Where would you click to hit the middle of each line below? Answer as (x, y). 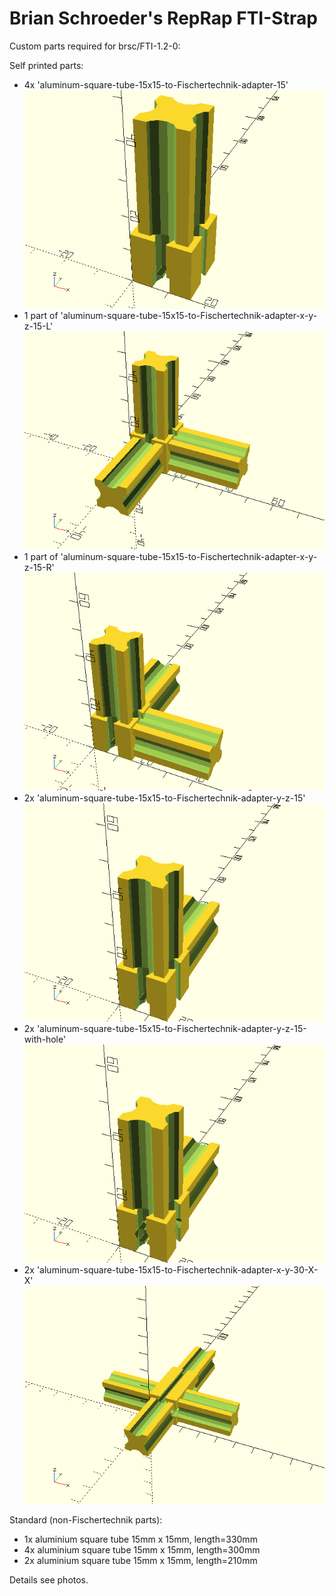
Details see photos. (49, 1580)
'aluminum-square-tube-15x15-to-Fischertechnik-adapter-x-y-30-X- (177, 1270)
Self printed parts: (46, 65)
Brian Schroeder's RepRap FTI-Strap (163, 18)
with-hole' (45, 1039)
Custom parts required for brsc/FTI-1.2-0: (95, 46)
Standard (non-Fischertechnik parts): (86, 1520)
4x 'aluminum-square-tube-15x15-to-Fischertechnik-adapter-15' (156, 84)
